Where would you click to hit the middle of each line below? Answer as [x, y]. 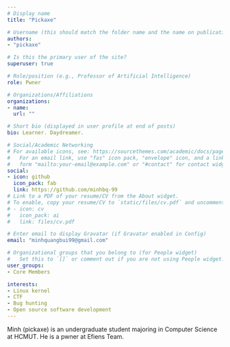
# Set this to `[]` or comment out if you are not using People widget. [116, 259]
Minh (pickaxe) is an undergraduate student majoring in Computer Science [112, 329]
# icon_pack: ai [33, 215]
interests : [23, 284]
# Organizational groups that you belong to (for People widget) [102, 253]
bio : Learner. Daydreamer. [46, 133]
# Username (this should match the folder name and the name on [101, 32]
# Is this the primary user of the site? [67, 58]
